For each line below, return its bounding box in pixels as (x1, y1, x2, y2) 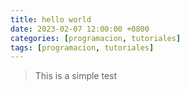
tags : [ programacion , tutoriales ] (10, 42, 155, 53)
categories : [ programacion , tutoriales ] (10, 33, 182, 43)
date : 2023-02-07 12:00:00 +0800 (10, 24, 150, 34)
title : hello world (10, 14, 92, 25)
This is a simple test (34, 70, 118, 82)
